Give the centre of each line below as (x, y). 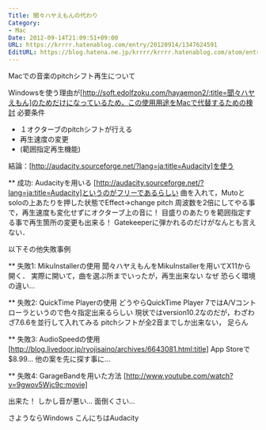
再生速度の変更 (44, 139)
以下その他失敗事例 (40, 249)
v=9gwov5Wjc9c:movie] (48, 384)
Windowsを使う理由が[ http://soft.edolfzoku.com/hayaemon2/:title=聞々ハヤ (132, 93)
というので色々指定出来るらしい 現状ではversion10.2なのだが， (131, 312)
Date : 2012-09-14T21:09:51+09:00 (63, 38)
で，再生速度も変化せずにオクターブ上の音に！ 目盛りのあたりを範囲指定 (127, 212)
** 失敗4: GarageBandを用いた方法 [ (67, 376)
